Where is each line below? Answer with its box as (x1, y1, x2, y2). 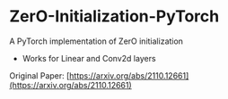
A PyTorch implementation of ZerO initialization (9, 36, 184, 46)
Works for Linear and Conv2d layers (22, 53, 156, 63)
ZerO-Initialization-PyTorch (9, 6, 220, 27)
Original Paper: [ (9, 70, 70, 81)
